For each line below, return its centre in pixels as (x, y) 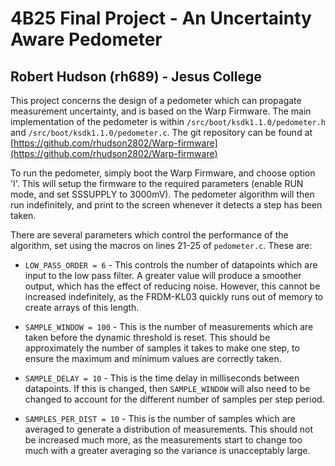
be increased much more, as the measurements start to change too (163, 440)
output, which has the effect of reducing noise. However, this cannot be (172, 286)
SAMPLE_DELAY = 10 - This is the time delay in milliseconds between (162, 378)
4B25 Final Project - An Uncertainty (161, 18)
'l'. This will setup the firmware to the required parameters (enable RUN (157, 183)
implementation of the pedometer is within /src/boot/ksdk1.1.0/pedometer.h (168, 121)
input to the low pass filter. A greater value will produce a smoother (163, 275)
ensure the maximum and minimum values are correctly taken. (153, 358)
